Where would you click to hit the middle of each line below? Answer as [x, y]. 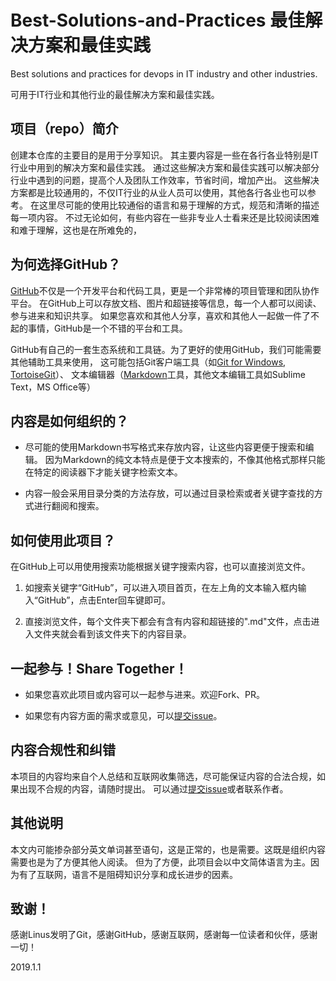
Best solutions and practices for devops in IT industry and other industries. [164, 73]
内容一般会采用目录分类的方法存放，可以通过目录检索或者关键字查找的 [169, 493]
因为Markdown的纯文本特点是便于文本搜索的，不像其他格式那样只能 [185, 460]
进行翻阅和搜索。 [69, 506]
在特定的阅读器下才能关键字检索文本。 [103, 472]
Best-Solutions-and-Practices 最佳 [158, 20]
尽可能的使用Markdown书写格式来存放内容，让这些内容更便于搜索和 [165, 447]
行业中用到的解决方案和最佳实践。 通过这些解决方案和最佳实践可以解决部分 [165, 167]
